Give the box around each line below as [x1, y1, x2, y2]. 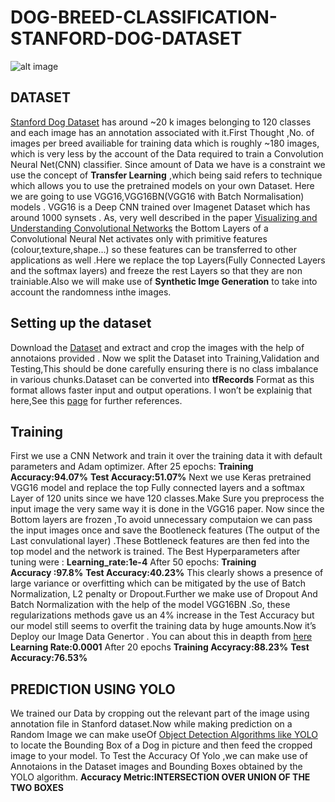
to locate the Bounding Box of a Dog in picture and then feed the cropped [10, 739, 313, 751]
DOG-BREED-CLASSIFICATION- [10, 6, 278, 29]
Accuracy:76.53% [10, 652, 88, 664]
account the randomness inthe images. [10, 286, 172, 298]
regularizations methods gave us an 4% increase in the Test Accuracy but [10, 609, 315, 621]
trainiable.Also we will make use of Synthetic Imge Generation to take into [10, 275, 318, 287]
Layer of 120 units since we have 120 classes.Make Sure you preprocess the [10, 492, 325, 505]
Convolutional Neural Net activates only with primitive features [10, 232, 268, 245]
